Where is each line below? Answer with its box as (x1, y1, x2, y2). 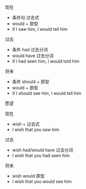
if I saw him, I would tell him (12, 26, 68, 32)
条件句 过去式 (12, 15, 39, 21)
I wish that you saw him (12, 126, 59, 132)
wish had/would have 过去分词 (12, 147, 73, 153)
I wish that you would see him (12, 179, 72, 184)
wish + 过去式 (12, 121, 40, 127)
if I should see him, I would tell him (12, 90, 82, 96)
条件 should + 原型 (12, 79, 50, 84)
